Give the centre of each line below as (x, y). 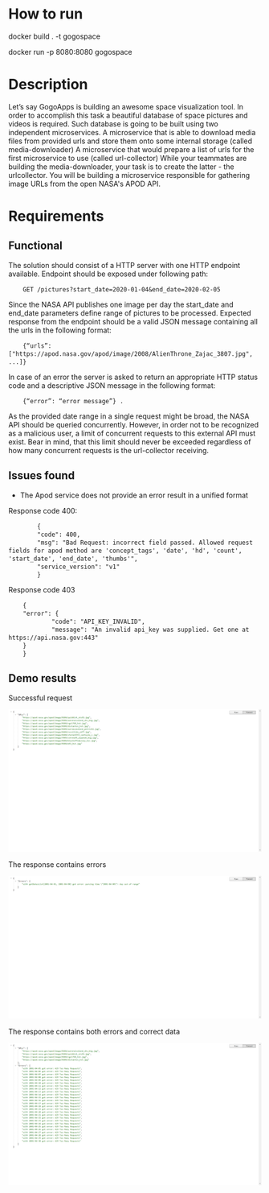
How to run (46, 14)
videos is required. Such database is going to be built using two (114, 124)
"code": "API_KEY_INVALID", (98, 621)
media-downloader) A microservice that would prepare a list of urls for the (131, 149)
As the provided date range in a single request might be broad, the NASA (129, 416)
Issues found (41, 476)
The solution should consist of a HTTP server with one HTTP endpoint (124, 265)
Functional (35, 246)
